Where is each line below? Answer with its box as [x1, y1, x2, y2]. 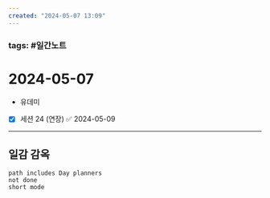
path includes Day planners [8, 169, 103, 177]
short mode [8, 184, 45, 192]
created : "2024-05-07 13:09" [8, 11, 106, 20]
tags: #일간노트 [8, 39, 67, 51]
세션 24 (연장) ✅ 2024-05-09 [19, 114, 116, 124]
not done [8, 176, 38, 184]
